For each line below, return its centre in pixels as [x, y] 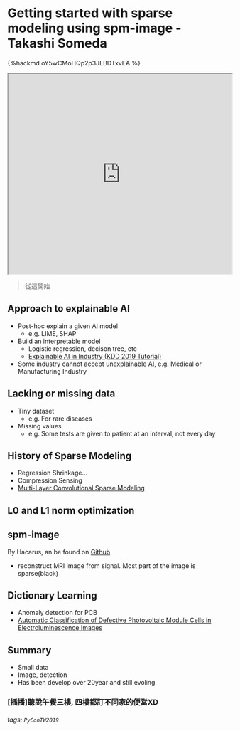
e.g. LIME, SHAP [52, 333]
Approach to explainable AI [69, 309]
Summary [29, 650]
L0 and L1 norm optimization [71, 510]
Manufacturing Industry [52, 371]
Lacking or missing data [61, 394]
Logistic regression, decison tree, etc [82, 348]
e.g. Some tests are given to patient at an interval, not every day [122, 433]
